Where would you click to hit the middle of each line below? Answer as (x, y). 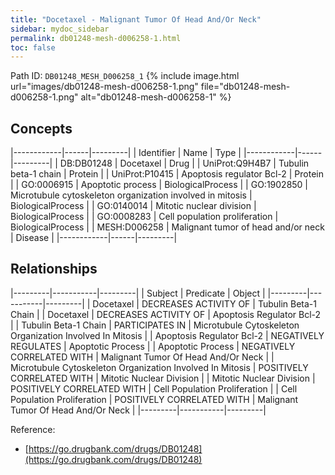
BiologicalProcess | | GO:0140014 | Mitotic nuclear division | (133, 206)
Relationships (54, 269)
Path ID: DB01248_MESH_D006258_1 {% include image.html (125, 76)
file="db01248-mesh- (245, 87)
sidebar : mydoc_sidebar (60, 29)
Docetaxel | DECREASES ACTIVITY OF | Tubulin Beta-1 (204, 303)
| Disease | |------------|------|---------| (94, 238)
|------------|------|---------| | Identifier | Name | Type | (126, 153)
